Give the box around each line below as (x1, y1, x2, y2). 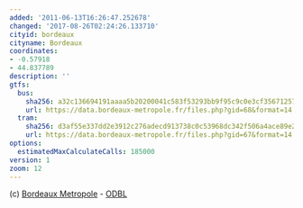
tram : (17, 113, 39, 122)
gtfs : (9, 80, 30, 89)
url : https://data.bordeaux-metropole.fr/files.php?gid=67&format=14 (25, 131, 293, 140)
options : (9, 139, 42, 148)
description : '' (9, 72, 70, 81)
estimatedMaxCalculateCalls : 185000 (17, 147, 155, 156)
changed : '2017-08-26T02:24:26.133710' (9, 22, 160, 31)
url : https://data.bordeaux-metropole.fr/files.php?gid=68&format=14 (25, 105, 293, 114)
